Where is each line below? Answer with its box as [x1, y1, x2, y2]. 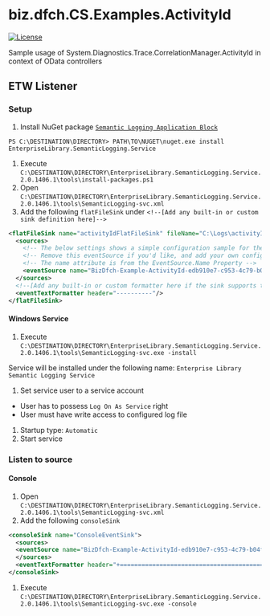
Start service [19, 434, 63, 443]
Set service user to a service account [19, 386, 145, 395]
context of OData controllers [8, 56, 103, 66]
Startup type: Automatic [19, 425, 99, 434]
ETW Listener [8, 80, 78, 93]
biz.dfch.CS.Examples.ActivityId [8, 6, 231, 24]
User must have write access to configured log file [19, 410, 187, 419]
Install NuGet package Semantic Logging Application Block [19, 122, 219, 132]
